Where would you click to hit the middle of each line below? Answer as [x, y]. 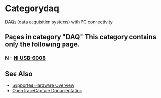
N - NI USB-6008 [25, 58]
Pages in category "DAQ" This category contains [81, 37]
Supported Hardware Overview [43, 85]
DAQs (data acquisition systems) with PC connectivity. [59, 22]
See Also [19, 74]
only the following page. [42, 45]
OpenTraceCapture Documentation [47, 91]
